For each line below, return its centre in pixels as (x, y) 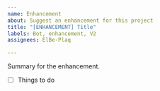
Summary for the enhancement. (54, 66)
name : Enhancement (34, 14)
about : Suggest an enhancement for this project (80, 20)
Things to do (36, 80)
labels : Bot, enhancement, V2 (52, 34)
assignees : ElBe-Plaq (39, 40)
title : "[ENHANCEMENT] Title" (52, 27)
